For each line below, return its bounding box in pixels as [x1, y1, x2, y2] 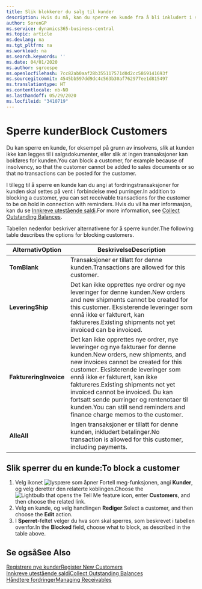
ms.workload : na [6, 48, 47, 54]
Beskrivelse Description [97, 245, 167, 254]
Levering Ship [9, 303, 48, 311]
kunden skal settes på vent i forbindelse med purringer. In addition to [6, 188, 176, 195]
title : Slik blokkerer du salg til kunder [6, 8, 114, 15]
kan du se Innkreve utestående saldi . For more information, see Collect [6, 207, 180, 214]
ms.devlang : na [6, 37, 44, 43]
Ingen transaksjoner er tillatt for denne [70, 420, 179, 429]
